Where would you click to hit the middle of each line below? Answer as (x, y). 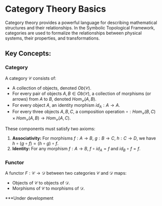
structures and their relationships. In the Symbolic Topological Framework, (80, 27)
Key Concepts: (28, 54)
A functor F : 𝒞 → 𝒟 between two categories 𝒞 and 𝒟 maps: (66, 173)
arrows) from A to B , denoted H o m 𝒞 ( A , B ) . (54, 100)
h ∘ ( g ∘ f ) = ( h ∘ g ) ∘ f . (35, 143)
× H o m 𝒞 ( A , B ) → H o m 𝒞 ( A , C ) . (41, 118)
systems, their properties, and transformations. (53, 38)
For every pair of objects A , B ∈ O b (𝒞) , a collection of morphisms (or (81, 93)
